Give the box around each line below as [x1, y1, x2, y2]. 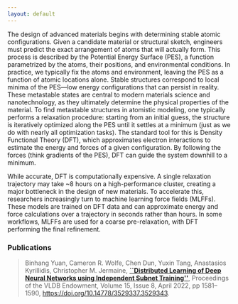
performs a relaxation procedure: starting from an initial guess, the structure [7, 113, 230, 121]
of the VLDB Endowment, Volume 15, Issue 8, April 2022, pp [24, 281, 200, 290]
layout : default [7, 10, 55, 18]
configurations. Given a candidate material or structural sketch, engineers [7, 37, 223, 46]
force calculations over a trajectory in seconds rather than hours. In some [7, 210, 222, 218]
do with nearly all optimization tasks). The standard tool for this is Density [7, 128, 222, 136]
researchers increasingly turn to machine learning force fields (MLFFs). [7, 195, 216, 203]
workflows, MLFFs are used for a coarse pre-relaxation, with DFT [7, 217, 199, 226]
